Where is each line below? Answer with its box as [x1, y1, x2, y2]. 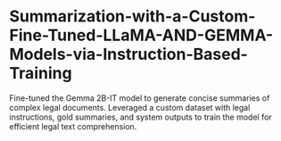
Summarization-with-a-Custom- [9, 6, 256, 27]
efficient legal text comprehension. [9, 120, 137, 131]
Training [9, 63, 73, 84]
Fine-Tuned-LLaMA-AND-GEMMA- [9, 25, 274, 46]
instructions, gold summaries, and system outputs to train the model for [9, 112, 272, 122]
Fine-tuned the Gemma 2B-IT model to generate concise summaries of [9, 92, 270, 104]
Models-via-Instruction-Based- [9, 45, 248, 64]
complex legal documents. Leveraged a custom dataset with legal [9, 102, 251, 112]
